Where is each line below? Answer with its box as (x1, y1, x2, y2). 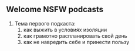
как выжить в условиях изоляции (23, 26, 107, 33)
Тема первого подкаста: (14, 20, 76, 27)
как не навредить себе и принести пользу (23, 38, 130, 45)
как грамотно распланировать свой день (23, 32, 127, 39)
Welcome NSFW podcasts (6, 5, 104, 14)
